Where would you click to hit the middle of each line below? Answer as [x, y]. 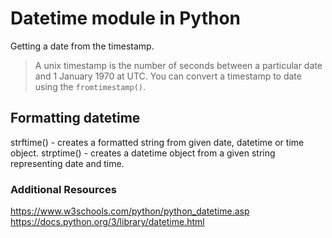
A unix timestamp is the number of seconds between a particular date [178, 65]
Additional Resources [63, 189]
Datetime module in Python [126, 18]
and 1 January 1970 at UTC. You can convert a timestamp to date [168, 76]
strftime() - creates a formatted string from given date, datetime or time [157, 142]
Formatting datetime [75, 118]
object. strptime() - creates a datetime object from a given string [143, 153]
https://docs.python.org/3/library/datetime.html [107, 222]
